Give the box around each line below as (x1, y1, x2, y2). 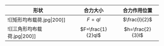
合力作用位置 (123, 7, 153, 14)
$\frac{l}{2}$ (123, 16, 152, 23)
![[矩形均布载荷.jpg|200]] (7, 16, 66, 23)
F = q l (86, 16, 101, 23)
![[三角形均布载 (7, 26, 42, 32)
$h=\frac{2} (123, 26, 151, 32)
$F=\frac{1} (80, 26, 107, 32)
